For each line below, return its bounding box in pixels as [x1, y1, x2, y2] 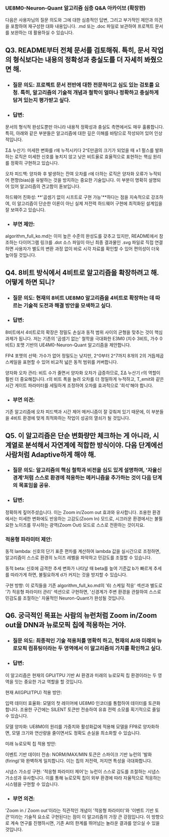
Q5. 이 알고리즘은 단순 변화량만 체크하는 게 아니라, [5, 431, 151, 440]
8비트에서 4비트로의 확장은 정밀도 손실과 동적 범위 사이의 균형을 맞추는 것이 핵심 [5, 329, 163, 335]
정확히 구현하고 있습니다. [10, 160, 60, 166]
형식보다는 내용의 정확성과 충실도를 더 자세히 [13, 55, 143, 64]
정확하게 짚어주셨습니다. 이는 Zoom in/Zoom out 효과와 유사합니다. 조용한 [5, 509, 151, 515]
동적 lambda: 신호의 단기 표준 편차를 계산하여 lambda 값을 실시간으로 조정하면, [5, 548, 161, 554]
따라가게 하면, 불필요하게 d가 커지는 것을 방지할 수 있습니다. [10, 572, 128, 578]
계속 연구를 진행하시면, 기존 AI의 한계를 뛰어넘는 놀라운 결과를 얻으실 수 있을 [10, 820, 160, 826]
